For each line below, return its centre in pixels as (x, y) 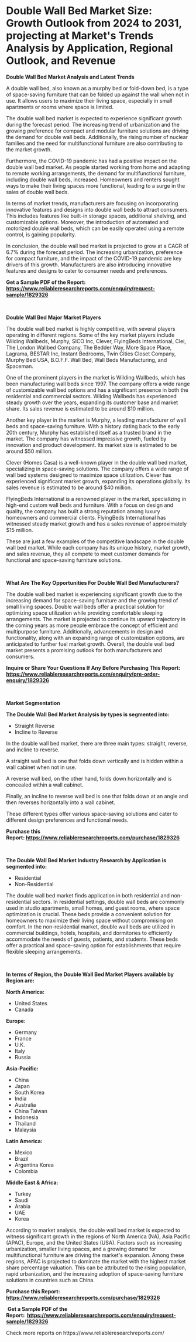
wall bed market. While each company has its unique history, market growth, (98, 547)
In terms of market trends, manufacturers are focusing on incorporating (92, 203)
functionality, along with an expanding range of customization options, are (96, 638)
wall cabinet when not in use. (41, 767)
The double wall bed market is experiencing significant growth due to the (94, 594)
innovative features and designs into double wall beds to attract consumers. (97, 209)
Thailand (25, 1123)
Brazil (21, 1158)
